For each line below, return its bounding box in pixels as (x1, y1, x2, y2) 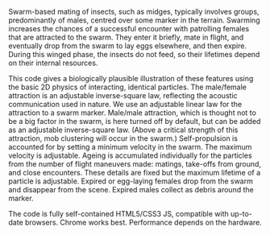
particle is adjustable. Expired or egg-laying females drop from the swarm (8, 176, 254, 186)
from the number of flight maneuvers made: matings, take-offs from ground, (8, 159, 262, 168)
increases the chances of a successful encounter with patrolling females (8, 24, 250, 33)
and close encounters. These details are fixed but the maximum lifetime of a (8, 168, 261, 177)
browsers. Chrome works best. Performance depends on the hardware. (24, 217, 262, 227)
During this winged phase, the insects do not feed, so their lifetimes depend (8, 50, 260, 59)
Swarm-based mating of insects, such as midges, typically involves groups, (8, 7, 260, 16)
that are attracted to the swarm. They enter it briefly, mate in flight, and (8, 32, 244, 42)
